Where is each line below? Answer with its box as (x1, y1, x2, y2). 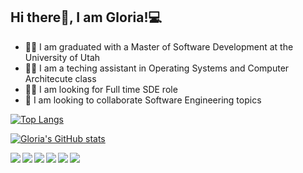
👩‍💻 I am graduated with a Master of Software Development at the (24, 40, 294, 53)
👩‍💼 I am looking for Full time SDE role (24, 83, 178, 95)
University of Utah (24, 51, 101, 63)
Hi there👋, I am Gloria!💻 (10, 9, 163, 26)
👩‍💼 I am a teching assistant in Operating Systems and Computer (24, 62, 290, 74)
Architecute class (24, 72, 97, 84)
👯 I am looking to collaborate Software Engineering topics (24, 94, 262, 106)
